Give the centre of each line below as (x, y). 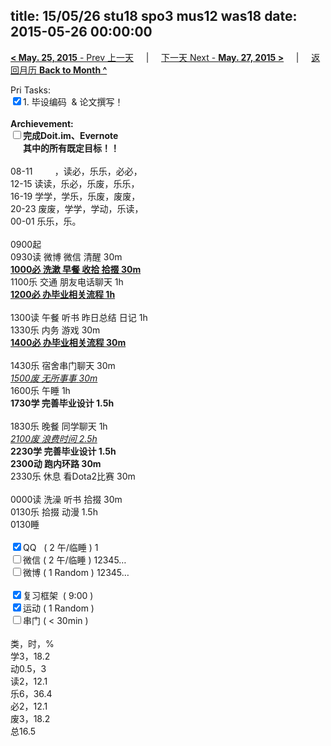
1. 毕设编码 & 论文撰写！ (73, 101)
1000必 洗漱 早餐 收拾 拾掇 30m (76, 269)
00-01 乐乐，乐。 (46, 221)
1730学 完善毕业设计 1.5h (62, 403)
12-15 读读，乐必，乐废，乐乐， (75, 183)
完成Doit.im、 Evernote (71, 135)
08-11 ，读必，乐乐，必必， (76, 171)
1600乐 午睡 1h (40, 390)
